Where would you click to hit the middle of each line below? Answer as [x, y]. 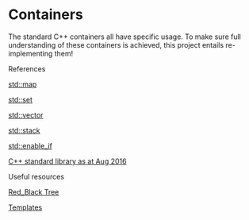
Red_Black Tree [34, 191]
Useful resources [36, 176]
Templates [25, 207]
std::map [23, 84]
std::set [21, 99]
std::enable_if [31, 145]
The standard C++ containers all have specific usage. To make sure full [125, 37]
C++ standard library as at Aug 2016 [67, 161]
